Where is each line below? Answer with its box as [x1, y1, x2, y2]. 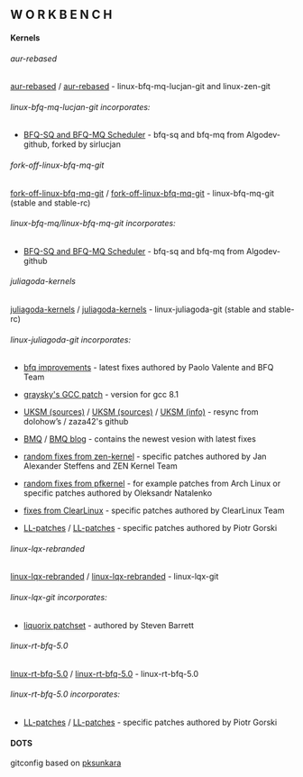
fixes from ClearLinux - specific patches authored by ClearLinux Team [23, 505, 285, 516]
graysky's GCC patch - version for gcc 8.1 [23, 389, 179, 400]
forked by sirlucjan [51, 139, 121, 150]
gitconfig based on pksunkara [10, 757, 122, 769]
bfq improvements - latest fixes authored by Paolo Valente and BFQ [23, 362, 274, 373]
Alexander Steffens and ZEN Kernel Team [23, 461, 179, 471]
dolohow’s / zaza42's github [23, 416, 129, 427]
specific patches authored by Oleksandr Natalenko [23, 488, 213, 498]
